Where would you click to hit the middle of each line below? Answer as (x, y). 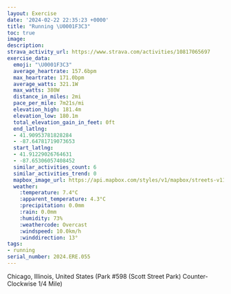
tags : (15, 244)
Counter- (195, 276)
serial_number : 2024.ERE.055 (49, 257)
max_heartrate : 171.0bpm (49, 77)
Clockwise (22, 284)
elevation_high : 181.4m (47, 109)
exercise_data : (29, 59)
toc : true (21, 33)
